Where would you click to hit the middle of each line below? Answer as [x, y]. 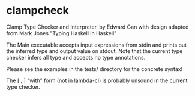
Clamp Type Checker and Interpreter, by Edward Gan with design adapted [97, 27]
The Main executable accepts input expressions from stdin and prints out [97, 45]
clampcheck [37, 10]
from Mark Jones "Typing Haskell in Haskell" [61, 33]
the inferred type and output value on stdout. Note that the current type [94, 51]
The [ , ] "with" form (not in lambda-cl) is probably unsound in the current [97, 80]
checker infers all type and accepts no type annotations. [76, 57]
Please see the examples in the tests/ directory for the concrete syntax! [94, 69]
